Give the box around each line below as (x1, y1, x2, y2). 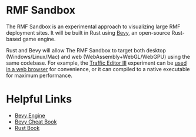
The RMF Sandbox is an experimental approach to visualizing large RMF (6, 23, 181, 30)
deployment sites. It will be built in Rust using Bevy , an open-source (6, 29, 171, 36)
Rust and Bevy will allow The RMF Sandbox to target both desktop (6, 46, 167, 54)
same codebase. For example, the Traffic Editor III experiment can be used (6, 59, 187, 66)
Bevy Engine (14, 112, 45, 119)
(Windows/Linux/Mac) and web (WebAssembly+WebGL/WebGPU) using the (6, 53, 190, 60)
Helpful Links (6, 92, 72, 106)
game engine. (22, 35, 56, 42)
